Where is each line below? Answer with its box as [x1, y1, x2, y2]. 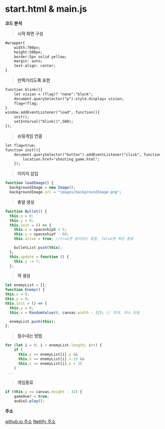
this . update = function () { [9, 254, 69, 259]
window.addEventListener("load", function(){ [5, 110, 100, 115]
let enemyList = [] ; [5, 283, 48, 288]
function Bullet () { [5, 209, 48, 214]
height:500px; [14, 50, 43, 54]
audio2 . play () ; [14, 399, 45, 403]
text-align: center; [14, 63, 56, 68]
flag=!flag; [14, 101, 38, 106]
